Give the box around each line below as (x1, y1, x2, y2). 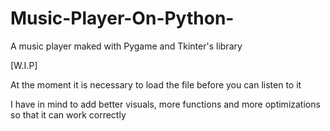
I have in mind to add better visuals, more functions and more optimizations (10, 98, 321, 110)
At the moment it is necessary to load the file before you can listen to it (10, 78, 302, 91)
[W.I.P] (10, 59, 38, 71)
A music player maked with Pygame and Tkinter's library (10, 40, 243, 52)
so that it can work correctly (10, 108, 127, 121)
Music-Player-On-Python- (10, 7, 235, 30)
